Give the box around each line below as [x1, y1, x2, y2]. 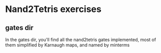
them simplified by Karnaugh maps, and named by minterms [5, 42, 130, 48]
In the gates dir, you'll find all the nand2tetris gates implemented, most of [5, 36, 156, 42]
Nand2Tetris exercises [5, 3, 102, 15]
